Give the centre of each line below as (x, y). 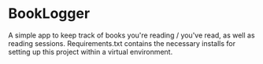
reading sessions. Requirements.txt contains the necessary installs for (122, 43)
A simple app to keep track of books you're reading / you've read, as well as (131, 35)
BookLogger (49, 14)
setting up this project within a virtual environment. (91, 52)
